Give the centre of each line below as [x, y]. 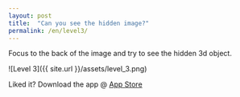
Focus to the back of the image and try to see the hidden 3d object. [120, 54]
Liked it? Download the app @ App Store [75, 84]
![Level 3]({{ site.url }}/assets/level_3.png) [78, 69]
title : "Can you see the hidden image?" [79, 23]
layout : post [30, 16]
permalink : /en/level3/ [48, 30]
